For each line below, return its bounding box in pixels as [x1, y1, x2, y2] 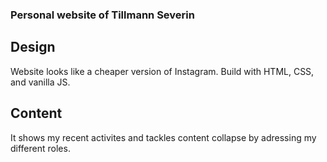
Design [10, 39, 56, 56]
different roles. [10, 142, 71, 154]
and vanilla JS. [10, 76, 71, 88]
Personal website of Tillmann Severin [10, 8, 195, 22]
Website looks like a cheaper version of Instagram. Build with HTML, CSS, [10, 65, 315, 77]
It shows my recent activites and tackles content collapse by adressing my [10, 131, 317, 143]
